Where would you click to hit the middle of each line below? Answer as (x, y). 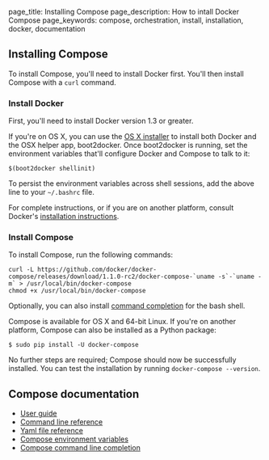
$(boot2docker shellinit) (52, 169)
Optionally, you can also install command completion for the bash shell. (127, 306)
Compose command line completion (80, 448)
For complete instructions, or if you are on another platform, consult (121, 208)
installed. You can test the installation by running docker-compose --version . (134, 369)
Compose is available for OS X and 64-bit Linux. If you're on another (122, 322)
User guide (38, 414)
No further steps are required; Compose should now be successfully (122, 360)
